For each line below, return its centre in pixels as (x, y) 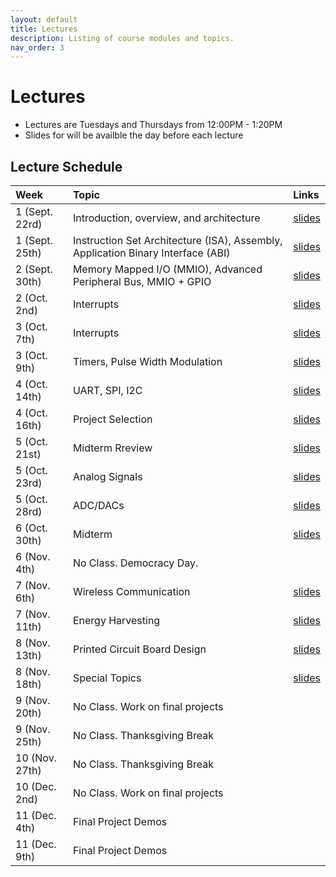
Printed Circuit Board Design (139, 649)
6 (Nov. (33, 556)
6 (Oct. (31, 528)
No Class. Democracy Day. (135, 563)
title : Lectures (44, 29)
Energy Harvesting (116, 620)
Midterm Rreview (112, 448)
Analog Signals (107, 476)
